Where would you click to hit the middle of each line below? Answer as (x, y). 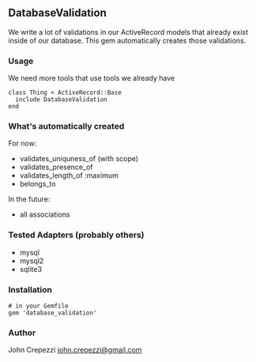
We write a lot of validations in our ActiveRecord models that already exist (128, 32)
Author (22, 333)
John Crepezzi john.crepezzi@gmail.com (75, 350)
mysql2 (32, 261)
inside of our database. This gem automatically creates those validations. (127, 40)
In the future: (29, 199)
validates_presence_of (56, 167)
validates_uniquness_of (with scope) (79, 159)
